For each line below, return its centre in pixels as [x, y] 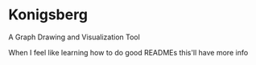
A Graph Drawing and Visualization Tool [74, 37]
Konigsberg [48, 15]
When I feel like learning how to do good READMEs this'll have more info [128, 52]
